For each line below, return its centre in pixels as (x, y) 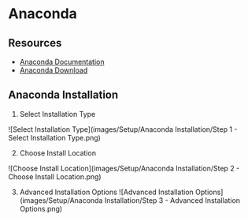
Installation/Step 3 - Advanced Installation (172, 200)
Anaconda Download (54, 70)
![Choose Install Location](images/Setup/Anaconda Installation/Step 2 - (124, 168)
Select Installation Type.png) (54, 137)
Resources (35, 43)
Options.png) (41, 208)
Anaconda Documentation (62, 62)
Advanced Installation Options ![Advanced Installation (107, 192)
